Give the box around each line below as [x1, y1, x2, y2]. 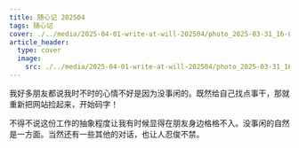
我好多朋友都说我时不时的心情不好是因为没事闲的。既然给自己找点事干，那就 [9, 88, 290, 98]
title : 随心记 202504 [9, 12, 85, 22]
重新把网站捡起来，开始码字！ [9, 98, 118, 109]
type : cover [17, 46, 62, 55]
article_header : [9, 37, 69, 47]
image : [17, 54, 42, 63]
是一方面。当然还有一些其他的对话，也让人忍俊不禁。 [9, 129, 205, 139]
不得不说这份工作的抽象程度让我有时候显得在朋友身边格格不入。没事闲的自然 [9, 117, 290, 129]
